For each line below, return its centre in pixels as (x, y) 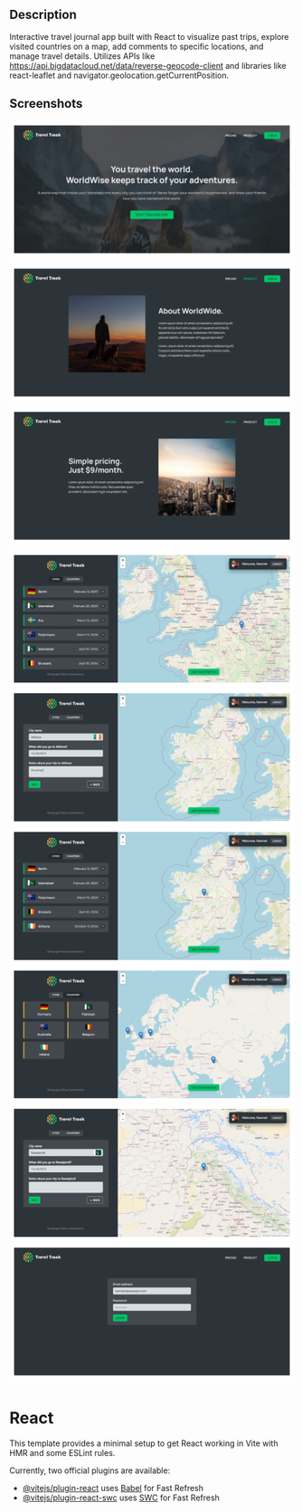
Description (43, 15)
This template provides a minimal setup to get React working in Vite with (144, 1443)
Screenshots (46, 104)
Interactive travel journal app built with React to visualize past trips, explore (149, 36)
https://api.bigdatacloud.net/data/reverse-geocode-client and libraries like (148, 65)
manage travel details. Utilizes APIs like (82, 56)
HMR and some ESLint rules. (62, 1452)
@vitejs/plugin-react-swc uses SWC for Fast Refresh (121, 1498)
